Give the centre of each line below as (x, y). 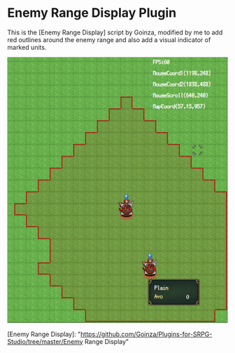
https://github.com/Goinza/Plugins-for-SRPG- (146, 334)
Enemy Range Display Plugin (92, 13)
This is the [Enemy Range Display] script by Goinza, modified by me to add (115, 32)
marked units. (27, 47)
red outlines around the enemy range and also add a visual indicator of (109, 39)
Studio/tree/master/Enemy (45, 341)
